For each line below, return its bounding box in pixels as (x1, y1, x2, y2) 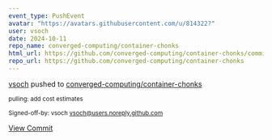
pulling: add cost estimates (8, 95, 83, 103)
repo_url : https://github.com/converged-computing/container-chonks (8, 57, 244, 66)
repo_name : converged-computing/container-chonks (8, 42, 180, 50)
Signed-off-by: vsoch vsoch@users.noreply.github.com (8, 108, 164, 117)
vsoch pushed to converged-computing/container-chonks (8, 78, 202, 89)
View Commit (8, 123, 53, 133)
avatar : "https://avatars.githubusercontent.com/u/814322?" (8, 19, 216, 28)
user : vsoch (8, 27, 49, 35)
